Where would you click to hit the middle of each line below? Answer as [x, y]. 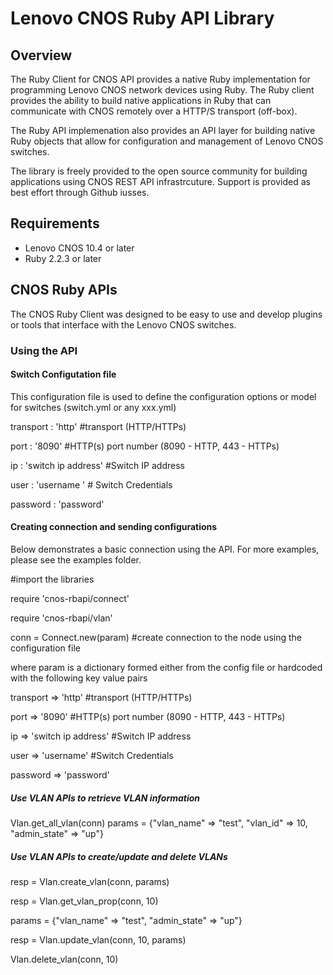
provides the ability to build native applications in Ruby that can [141, 100]
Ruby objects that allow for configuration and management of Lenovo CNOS [167, 141]
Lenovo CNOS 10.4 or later [79, 248]
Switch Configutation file [63, 374]
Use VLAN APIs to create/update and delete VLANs [119, 856]
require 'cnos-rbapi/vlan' [61, 618]
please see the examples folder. [76, 559]
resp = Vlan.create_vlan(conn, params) [90, 881]
